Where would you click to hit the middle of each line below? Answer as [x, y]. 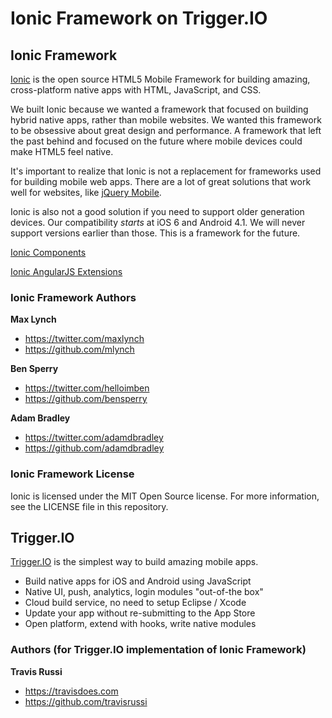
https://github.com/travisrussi [86, 701]
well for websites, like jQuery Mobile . [86, 192]
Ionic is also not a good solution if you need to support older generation [157, 211]
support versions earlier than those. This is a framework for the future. [155, 233]
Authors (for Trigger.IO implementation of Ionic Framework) [158, 650]
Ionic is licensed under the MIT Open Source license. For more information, [165, 496]
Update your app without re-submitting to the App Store [140, 613]
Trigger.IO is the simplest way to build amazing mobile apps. [134, 562]
